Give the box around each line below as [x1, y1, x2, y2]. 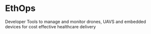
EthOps [5, 3, 36, 14]
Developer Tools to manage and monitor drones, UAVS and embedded [5, 19, 146, 24]
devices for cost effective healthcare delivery [5, 23, 96, 29]
